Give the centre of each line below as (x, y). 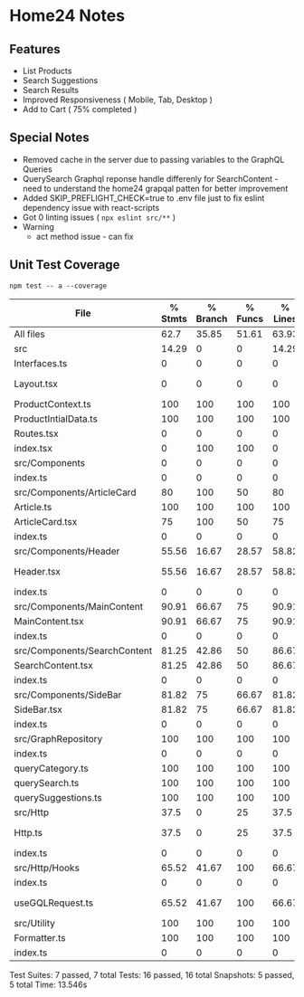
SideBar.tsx (38, 709)
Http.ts (28, 832)
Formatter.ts (40, 937)
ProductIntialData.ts (56, 419)
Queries (37, 169)
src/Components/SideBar (68, 695)
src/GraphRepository (58, 738)
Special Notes (50, 138)
